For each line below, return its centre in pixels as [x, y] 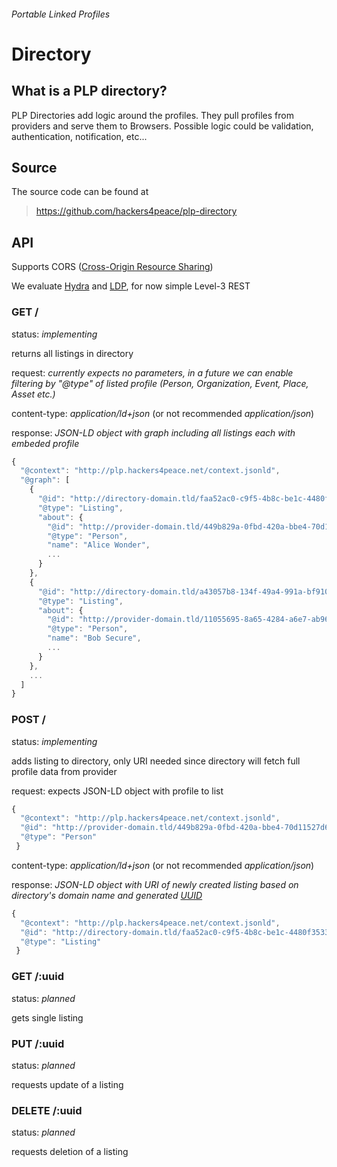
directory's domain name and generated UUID [107, 895]
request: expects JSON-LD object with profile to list [117, 791]
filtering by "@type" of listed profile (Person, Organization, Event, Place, [160, 383]
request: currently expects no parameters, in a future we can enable [152, 372]
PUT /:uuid [38, 1043]
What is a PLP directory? [89, 91]
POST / [28, 720]
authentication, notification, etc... [79, 136]
